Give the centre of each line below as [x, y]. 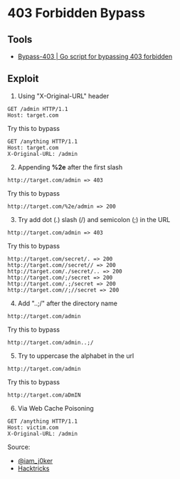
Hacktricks [33, 468]
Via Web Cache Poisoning [55, 408]
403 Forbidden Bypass [76, 13]
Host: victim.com [33, 427]
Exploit [23, 79]
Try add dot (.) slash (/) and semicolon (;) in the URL [94, 219]
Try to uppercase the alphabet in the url [76, 356]
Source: [19, 447]
